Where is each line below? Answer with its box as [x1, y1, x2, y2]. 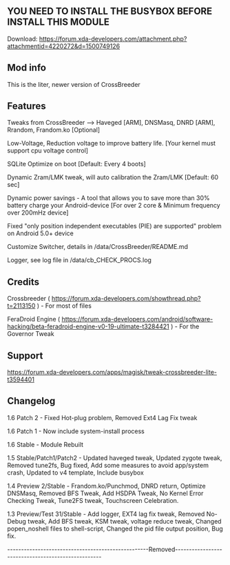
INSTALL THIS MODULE [7, 17, 110, 28]
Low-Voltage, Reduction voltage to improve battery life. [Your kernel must [7, 139, 216, 148]
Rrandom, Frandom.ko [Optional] [7, 126, 101, 134]
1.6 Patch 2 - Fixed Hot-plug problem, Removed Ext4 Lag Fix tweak [7, 413, 198, 422]
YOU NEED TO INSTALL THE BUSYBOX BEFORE [7, 6, 213, 17]
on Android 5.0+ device [7, 229, 74, 237]
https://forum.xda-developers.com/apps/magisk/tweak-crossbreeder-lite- [7, 368, 218, 377]
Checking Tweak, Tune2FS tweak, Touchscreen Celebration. [7, 496, 179, 504]
